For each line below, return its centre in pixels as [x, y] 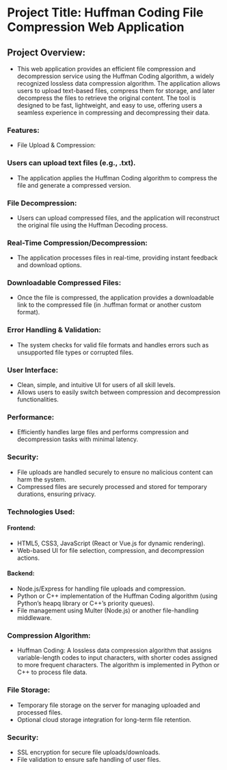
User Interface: [33, 370]
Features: [23, 130]
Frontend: [22, 528]
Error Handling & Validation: [54, 330]
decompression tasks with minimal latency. [78, 439]
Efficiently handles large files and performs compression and [103, 432]
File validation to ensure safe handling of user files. [89, 759]
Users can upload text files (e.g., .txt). [71, 163]
